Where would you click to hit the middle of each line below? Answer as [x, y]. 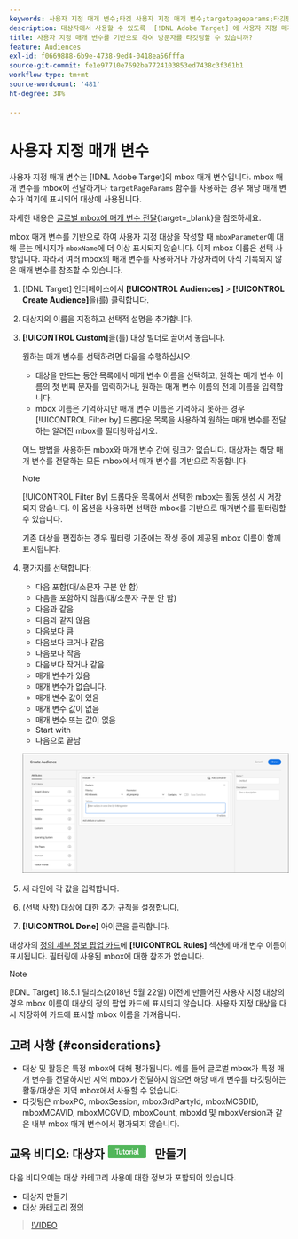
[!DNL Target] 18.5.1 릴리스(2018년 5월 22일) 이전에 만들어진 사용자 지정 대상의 [147, 992]
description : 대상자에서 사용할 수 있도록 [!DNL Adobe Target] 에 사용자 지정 [143, 28]
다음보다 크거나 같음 [70, 643]
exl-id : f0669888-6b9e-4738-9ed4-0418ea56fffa [97, 56]
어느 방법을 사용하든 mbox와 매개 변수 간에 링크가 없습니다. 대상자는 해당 [148, 450]
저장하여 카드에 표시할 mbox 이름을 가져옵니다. [99, 1014]
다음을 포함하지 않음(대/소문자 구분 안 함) [106, 598]
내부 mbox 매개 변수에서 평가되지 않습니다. [106, 1124]
